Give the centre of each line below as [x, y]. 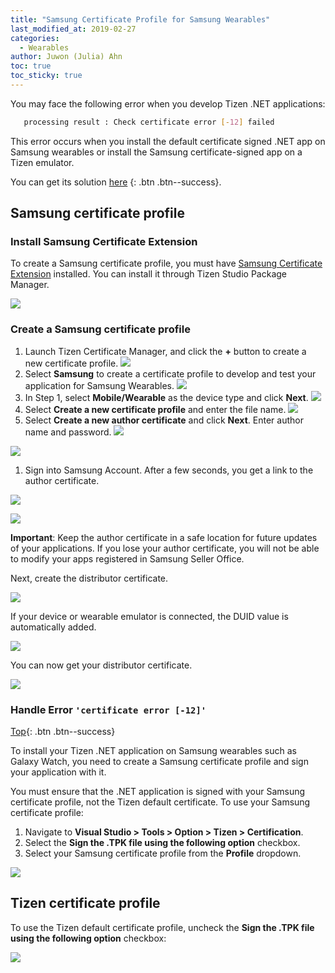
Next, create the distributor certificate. [89, 578]
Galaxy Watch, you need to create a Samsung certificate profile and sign [159, 762]
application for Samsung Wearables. [99, 385]
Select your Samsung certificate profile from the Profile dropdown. [163, 853]
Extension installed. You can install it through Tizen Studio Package [148, 274]
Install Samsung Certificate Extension [104, 242]
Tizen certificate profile [85, 903]
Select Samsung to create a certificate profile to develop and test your [170, 373]
